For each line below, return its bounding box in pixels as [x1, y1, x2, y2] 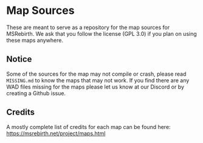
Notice [6, 54, 32, 64]
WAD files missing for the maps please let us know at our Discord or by [6, 83, 184, 90]
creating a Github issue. [6, 89, 66, 97]
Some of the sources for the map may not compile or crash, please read [6, 70, 187, 78]
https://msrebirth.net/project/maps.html [6, 130, 106, 137]
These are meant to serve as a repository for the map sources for [6, 24, 170, 31]
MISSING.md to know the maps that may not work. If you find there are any [6, 76, 190, 84]
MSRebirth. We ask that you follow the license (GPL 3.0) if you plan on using [6, 30, 198, 37]
